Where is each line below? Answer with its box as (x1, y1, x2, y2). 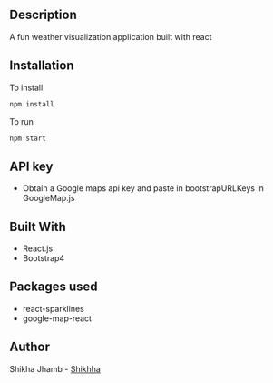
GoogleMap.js (22, 193, 75, 204)
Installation (9, 58, 74, 74)
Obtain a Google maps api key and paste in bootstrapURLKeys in (22, 183, 265, 194)
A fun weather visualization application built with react (9, 31, 212, 42)
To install (9, 82, 44, 93)
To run (9, 116, 34, 126)
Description (9, 7, 77, 23)
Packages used (9, 279, 98, 295)
